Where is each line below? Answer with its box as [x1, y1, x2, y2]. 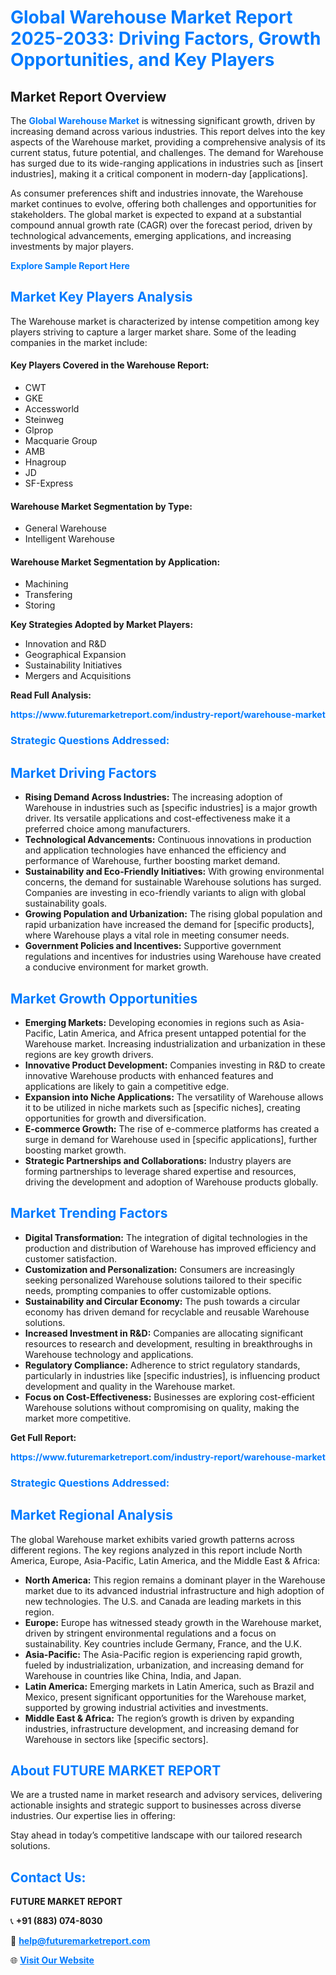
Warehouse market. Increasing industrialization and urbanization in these [24, 1037, 326, 1050]
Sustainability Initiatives [24, 659, 123, 671]
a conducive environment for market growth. [24, 961, 209, 973]
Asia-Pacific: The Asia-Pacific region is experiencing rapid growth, [24, 1648, 303, 1660]
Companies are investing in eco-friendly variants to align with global [24, 887, 307, 899]
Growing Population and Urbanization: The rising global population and [24, 908, 323, 920]
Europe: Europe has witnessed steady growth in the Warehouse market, [24, 1616, 322, 1628]
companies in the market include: [10, 336, 148, 348]
